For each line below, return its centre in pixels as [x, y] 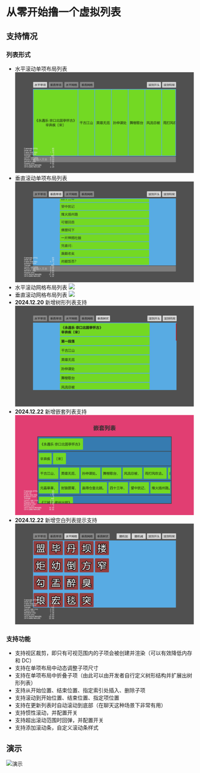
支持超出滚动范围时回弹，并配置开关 [59, 720]
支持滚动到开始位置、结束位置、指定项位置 [67, 698]
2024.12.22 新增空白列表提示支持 [56, 520]
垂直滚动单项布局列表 [41, 178]
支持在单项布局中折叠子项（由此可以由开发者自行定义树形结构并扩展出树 [103, 676]
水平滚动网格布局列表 [41, 288]
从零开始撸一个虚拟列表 [64, 12]
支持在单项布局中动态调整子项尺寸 [57, 668]
